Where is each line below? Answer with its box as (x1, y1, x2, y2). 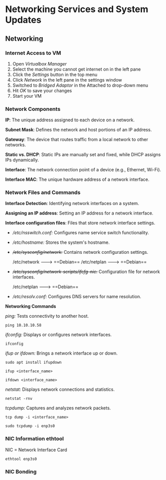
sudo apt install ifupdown (5, 360, 62, 365)
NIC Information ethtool (5, 435, 64, 442)
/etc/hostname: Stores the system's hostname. (12, 239, 110, 245)
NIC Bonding (5, 468, 37, 475)
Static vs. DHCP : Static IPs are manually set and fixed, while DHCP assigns (5, 152, 161, 158)
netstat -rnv (5, 396, 33, 401)
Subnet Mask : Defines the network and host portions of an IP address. (5, 127, 152, 133)
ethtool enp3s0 (5, 456, 37, 461)
